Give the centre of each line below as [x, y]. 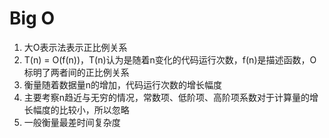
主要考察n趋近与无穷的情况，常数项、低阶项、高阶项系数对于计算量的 [167, 97]
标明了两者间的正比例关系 [76, 72]
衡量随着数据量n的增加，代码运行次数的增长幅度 [123, 84]
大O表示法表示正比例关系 [75, 47]
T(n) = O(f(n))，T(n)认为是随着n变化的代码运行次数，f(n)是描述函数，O [170, 59]
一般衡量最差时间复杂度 [72, 122]
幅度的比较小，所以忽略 [81, 109]
